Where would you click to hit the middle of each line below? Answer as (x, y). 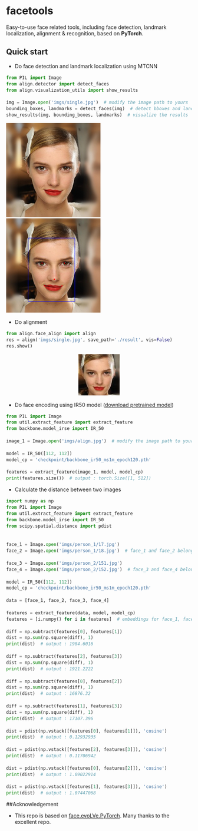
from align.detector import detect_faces (58, 84)
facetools (30, 11)
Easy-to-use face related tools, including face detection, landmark (86, 27)
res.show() (19, 346)
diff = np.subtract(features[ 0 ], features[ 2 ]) (64, 681)
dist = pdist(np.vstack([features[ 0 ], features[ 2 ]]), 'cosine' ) (87, 768)
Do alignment (31, 322)
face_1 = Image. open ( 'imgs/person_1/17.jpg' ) (63, 545)
